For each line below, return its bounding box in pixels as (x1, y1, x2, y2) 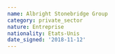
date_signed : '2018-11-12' (7, 36, 86, 43)
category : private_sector (7, 17, 83, 24)
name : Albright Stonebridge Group (7, 10, 109, 18)
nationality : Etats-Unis (7, 29, 80, 37)
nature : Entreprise (7, 23, 65, 30)
